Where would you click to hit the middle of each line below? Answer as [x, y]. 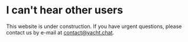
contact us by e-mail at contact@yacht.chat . [60, 32]
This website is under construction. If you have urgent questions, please [94, 26]
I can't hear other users [64, 10]
